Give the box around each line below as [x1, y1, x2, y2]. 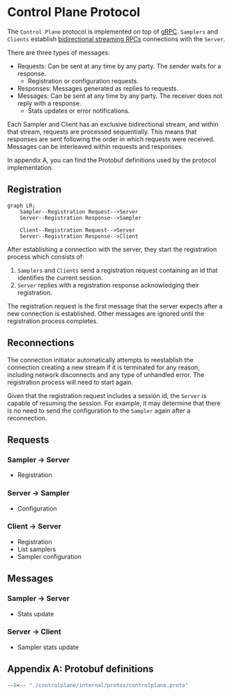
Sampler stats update [17, 643, 79, 651]
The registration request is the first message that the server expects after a [7, 301, 223, 310]
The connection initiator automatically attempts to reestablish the [7, 355, 194, 364]
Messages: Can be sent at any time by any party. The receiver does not [17, 92, 223, 100]
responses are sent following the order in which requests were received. [7, 134, 215, 143]
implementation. [7, 163, 54, 171]
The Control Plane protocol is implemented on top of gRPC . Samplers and [7, 27, 218, 36]
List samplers [17, 545, 56, 553]
